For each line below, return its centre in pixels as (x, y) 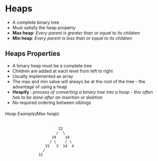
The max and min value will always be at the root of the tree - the (79, 81)
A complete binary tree (36, 22)
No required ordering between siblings (52, 103)
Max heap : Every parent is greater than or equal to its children (76, 33)
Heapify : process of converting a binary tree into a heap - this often (82, 92)
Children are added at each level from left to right (62, 71)
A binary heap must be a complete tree (52, 65)
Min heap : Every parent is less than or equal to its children (72, 38)
